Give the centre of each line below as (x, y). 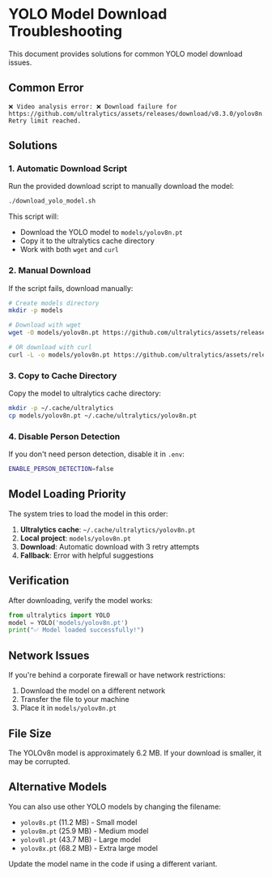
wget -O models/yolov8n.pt (54, 333)
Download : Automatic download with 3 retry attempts (110, 546)
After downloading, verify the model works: (81, 600)
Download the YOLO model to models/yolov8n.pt (102, 233)
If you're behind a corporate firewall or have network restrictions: (117, 675)
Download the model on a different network (93, 691)
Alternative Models (58, 787)
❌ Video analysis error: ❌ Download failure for (93, 106)
